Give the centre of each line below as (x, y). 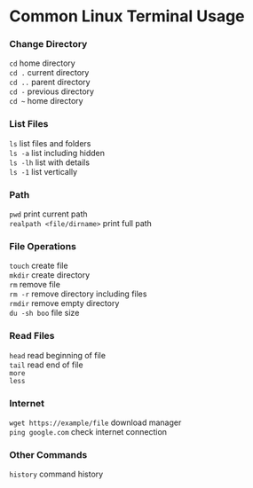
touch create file (39, 266)
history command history (56, 474)
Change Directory (48, 44)
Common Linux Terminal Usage (127, 16)
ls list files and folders (50, 143)
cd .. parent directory (50, 83)
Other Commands (48, 454)
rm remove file (35, 285)
